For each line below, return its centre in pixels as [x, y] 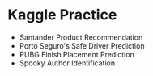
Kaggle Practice [62, 15]
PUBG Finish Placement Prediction [76, 54]
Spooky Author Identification [67, 63]
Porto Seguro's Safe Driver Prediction [82, 45]
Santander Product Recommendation [81, 37]
